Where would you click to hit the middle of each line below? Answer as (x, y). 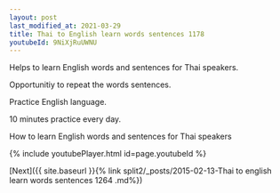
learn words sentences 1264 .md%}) (76, 181)
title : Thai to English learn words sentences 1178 (107, 34)
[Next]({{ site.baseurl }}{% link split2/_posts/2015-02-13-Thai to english (141, 171)
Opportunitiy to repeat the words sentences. (90, 84)
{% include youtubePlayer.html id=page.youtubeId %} (108, 154)
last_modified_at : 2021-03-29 (65, 26)
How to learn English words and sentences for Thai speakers (121, 137)
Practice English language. (58, 102)
